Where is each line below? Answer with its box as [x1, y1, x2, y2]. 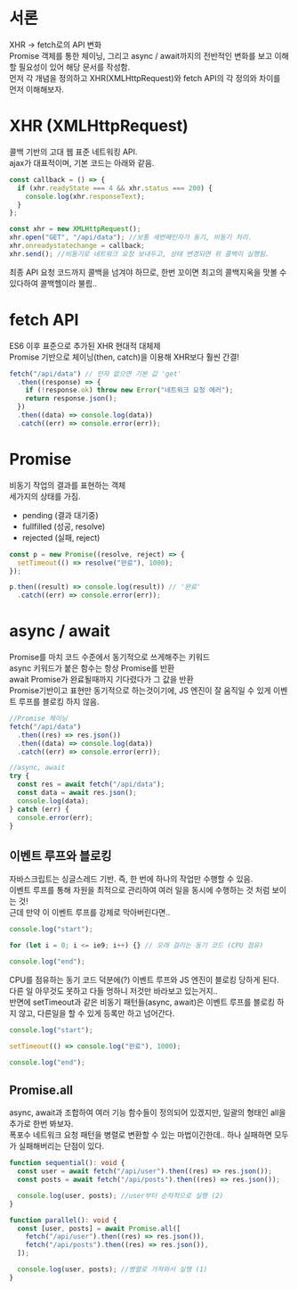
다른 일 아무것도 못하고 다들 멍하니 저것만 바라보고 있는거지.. [9, 985, 218, 996]
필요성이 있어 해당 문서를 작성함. [18, 62, 131, 72]
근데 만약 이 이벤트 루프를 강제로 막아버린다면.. [9, 907, 171, 918]
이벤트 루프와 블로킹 [9, 848, 112, 864]
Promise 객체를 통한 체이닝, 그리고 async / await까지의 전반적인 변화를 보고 [9, 50, 273, 61]
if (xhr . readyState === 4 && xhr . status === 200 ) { [17, 184, 213, 193]
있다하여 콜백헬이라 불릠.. [9, 277, 98, 288]
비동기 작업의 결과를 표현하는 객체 [9, 479, 126, 491]
